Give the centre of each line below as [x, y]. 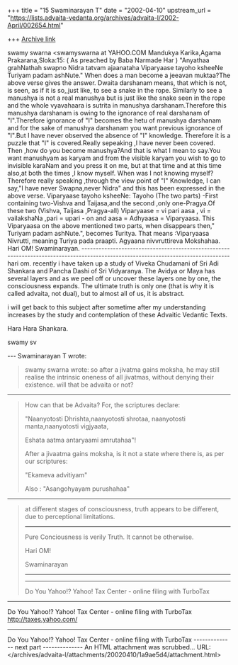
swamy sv [22, 342]
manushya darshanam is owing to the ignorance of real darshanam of [109, 113]
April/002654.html [34, 25]
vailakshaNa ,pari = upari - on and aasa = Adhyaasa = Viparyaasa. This [111, 218]
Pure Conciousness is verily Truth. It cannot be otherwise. [109, 537]
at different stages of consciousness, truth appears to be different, [122, 509]
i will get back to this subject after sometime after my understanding [107, 307]
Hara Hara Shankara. [38, 328]
